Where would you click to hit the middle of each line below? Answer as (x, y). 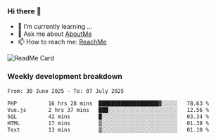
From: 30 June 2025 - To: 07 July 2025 (66, 91)
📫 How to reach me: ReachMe (62, 42)
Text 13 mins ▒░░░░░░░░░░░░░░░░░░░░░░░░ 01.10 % (108, 129)
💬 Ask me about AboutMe (55, 34)
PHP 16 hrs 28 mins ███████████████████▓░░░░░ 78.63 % (108, 104)
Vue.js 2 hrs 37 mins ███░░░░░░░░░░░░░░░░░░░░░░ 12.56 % (108, 110)
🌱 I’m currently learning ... (55, 27)
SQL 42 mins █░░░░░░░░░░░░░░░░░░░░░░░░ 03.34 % (108, 117)
